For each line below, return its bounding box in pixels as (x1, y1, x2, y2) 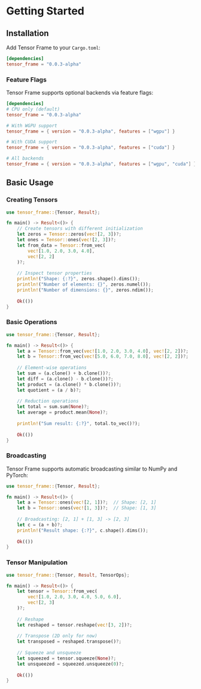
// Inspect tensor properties (17, 270, 93, 277)
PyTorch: (6, 471, 29, 478)
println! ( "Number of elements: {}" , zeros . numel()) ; (17, 281, 151, 287)
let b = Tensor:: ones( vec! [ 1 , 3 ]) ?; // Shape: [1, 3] (17, 505, 157, 511)
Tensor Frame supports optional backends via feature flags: (6, 89, 154, 97)
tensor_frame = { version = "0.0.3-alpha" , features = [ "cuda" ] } (6, 145, 175, 151)
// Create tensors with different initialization (17, 226, 144, 232)
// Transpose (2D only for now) (17, 633, 98, 639)
